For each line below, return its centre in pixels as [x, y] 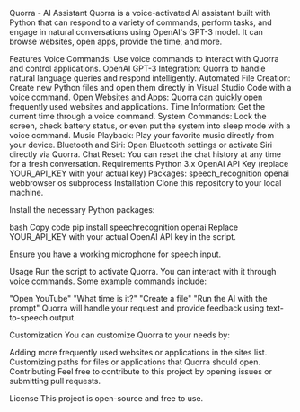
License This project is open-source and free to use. [106, 398]
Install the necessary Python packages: [82, 210]
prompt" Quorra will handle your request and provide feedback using [137, 308]
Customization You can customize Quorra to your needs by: [120, 335]
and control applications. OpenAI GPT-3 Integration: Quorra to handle [137, 68]
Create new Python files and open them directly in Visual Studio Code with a [150, 88]
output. [62, 317]
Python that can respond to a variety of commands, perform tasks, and [141, 22]
